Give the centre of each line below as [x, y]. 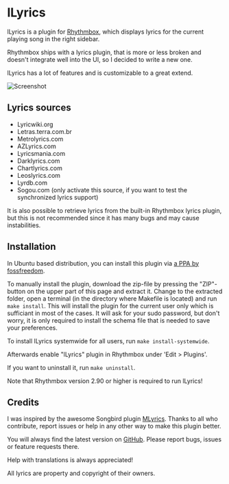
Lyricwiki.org [35, 124]
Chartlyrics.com [40, 168]
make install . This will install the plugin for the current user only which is [110, 306]
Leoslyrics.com [38, 175]
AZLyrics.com [36, 146]
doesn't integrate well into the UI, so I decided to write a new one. [100, 59]
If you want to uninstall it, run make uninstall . [71, 367]
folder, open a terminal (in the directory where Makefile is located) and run [112, 298]
